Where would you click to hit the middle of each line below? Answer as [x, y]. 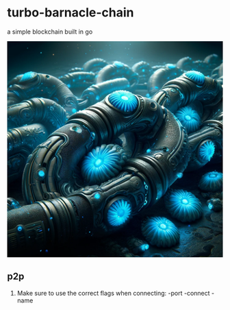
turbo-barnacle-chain [71, 13]
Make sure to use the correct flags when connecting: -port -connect [113, 293]
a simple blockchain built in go [50, 32]
